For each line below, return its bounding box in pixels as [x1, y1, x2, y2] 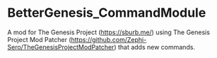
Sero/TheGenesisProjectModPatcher [7, 43, 115, 51]
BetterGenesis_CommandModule [7, 5, 206, 21]
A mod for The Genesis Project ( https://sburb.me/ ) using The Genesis [7, 28, 211, 36]
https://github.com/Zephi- [71, 35, 147, 43]
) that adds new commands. [114, 43, 196, 51]
